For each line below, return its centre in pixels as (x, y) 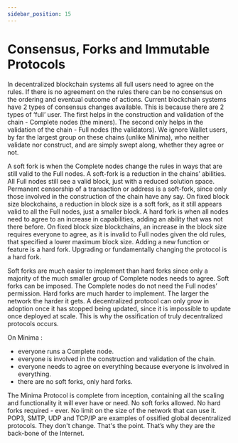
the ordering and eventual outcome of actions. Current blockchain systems (117, 99)
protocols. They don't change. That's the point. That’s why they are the (111, 425)
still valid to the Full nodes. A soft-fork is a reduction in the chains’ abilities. (117, 173)
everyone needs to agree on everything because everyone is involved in (123, 366)
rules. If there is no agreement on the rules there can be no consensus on (115, 92)
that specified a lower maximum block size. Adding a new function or (108, 241)
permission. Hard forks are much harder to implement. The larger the (108, 293)
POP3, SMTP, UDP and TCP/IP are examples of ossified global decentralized (119, 418)
